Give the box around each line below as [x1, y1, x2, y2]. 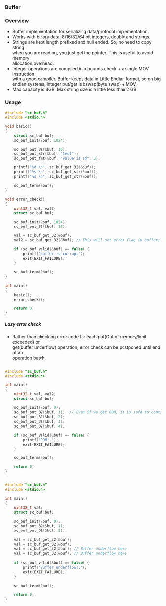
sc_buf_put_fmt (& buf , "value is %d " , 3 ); [14, 156, 100, 161]
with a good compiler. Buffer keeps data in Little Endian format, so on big [12, 76, 161, 82]
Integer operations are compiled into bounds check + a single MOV [12, 66, 149, 72]
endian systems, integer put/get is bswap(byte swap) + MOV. [12, 81, 137, 87]
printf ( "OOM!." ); [23, 437, 58, 442]
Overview [5, 17, 29, 24]
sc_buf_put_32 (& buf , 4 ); [14, 424, 65, 429]
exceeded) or [12, 339, 40, 345]
